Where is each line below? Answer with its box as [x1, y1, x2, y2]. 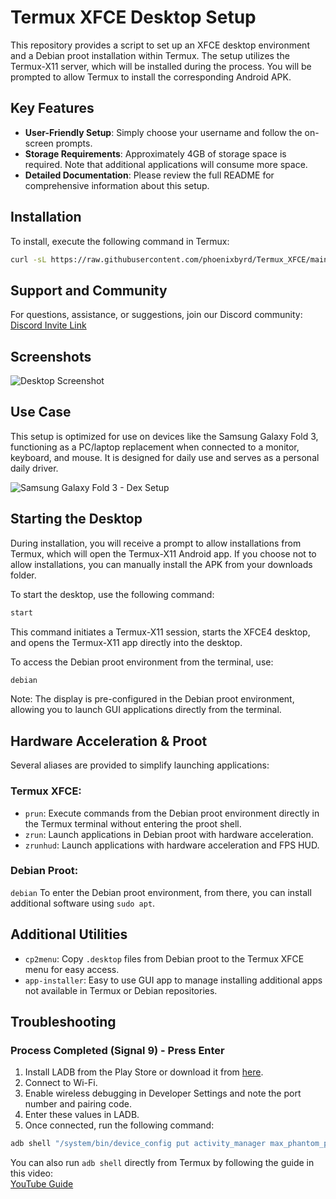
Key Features [10, 100, 95, 117]
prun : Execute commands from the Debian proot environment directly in [24, 807, 320, 819]
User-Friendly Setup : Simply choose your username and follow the [24, 126, 303, 138]
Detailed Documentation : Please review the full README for [24, 169, 275, 181]
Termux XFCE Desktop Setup [10, 6, 257, 29]
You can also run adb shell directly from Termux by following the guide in [10, 1157, 315, 1169]
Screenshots [10, 348, 92, 365]
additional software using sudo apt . [10, 897, 156, 909]
